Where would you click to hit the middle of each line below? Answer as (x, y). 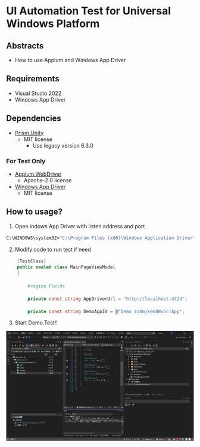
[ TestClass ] (32, 261)
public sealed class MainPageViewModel (66, 267)
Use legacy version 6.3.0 (63, 145)
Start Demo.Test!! (36, 323)
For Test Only (26, 161)
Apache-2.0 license (48, 180)
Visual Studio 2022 (38, 93)
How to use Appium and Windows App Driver (70, 60)
